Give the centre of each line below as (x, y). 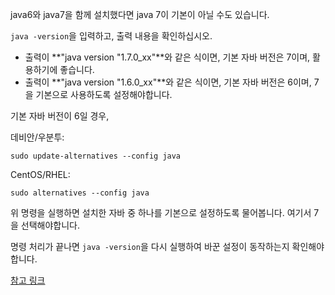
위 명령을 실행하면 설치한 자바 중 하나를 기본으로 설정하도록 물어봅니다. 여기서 (161, 212)
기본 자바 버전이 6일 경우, (60, 116)
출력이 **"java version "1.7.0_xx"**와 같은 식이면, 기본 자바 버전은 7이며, (167, 57)
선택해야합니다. (50, 225)
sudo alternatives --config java (80, 193)
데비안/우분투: (37, 137)
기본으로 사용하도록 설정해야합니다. (104, 94)
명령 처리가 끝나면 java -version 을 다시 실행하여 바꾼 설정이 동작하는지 (150, 246)
